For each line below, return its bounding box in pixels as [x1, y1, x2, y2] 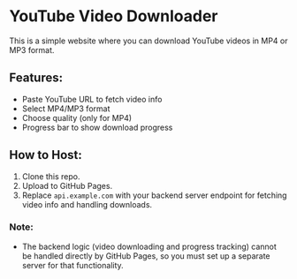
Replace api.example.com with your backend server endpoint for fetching [21, 190, 287, 200]
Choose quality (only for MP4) [21, 112, 133, 123]
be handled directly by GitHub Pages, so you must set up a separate [21, 250, 271, 261]
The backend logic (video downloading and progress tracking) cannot [21, 241, 277, 252]
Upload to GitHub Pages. [21, 180, 113, 191]
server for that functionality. [21, 260, 124, 270]
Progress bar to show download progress [21, 122, 173, 132]
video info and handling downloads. [21, 199, 153, 209]
